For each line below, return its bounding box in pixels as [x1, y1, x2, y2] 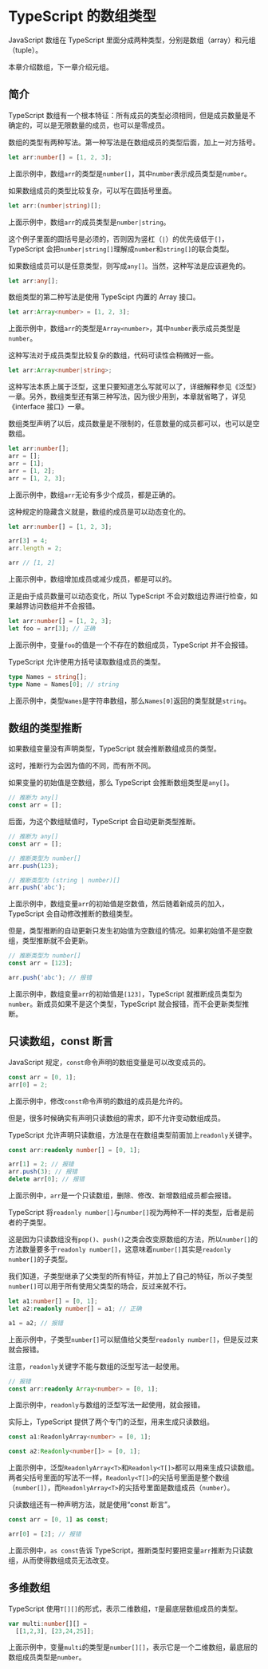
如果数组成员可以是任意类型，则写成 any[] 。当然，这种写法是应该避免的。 [8, 261, 250, 270]
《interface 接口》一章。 [8, 402, 89, 412]
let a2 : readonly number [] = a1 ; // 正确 [8, 1304, 142, 1312]
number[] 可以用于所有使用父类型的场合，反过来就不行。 [8, 1281, 191, 1291]
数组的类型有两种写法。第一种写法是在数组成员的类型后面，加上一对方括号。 [8, 137, 260, 147]
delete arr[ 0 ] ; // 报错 [8, 1175, 85, 1183]
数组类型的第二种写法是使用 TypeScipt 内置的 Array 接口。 [8, 292, 200, 302]
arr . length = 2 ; [8, 544, 62, 553]
